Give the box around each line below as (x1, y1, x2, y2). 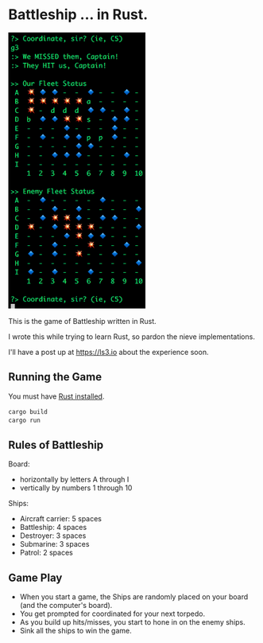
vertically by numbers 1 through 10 (19, 483, 133, 493)
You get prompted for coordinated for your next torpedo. (19, 609, 205, 618)
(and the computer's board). (19, 601, 113, 610)
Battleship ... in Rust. (8, 6, 149, 24)
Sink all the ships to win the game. (19, 626, 133, 636)
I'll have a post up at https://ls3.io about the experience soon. (8, 347, 209, 357)
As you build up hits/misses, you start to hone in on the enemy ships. (19, 618, 246, 627)
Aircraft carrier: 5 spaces (19, 514, 102, 524)
